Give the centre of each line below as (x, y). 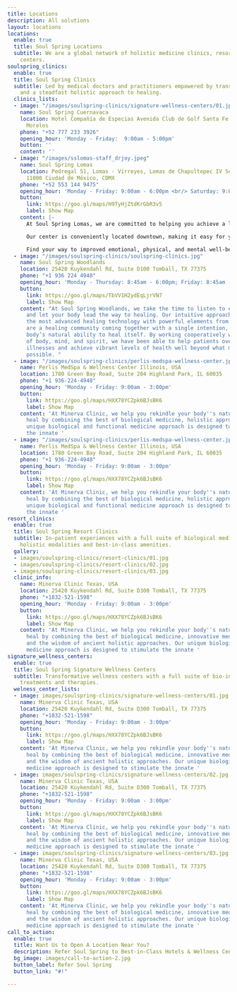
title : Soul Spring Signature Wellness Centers (85, 669)
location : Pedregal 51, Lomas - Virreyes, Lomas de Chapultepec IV (121, 171)
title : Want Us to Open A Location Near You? (82, 945)
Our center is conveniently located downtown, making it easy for (126, 237)
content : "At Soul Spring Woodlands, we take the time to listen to (123, 309)
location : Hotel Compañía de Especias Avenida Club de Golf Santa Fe (124, 119)
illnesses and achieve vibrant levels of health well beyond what (126, 348)
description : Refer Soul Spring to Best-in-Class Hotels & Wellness (116, 952)
